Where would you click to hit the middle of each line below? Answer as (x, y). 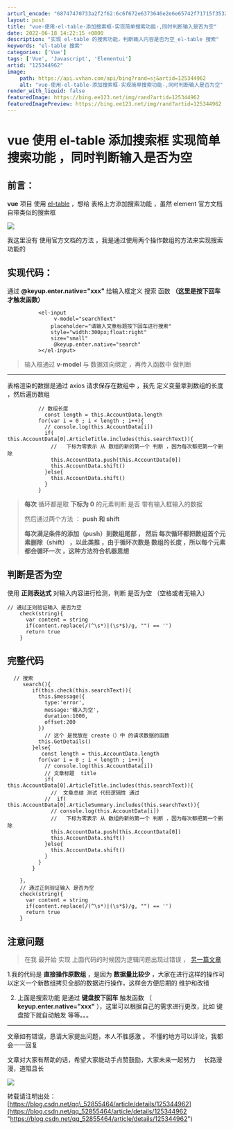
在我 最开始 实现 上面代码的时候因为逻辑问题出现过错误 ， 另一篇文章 (123, 960)
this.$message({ (61, 697)
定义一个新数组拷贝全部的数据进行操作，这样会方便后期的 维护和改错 (111, 983)
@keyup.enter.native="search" (97, 344)
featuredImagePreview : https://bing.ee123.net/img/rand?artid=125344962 (114, 104)
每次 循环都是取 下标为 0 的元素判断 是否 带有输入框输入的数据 (113, 504)
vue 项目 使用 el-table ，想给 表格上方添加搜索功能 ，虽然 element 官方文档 (115, 203)
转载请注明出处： (32, 1096)
